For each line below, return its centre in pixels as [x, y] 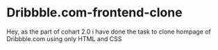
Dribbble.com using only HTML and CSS [64, 38]
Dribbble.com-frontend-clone [94, 13]
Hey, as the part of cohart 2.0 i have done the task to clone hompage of [109, 32]
